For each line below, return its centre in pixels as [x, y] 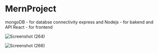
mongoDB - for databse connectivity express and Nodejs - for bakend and [79, 22]
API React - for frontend [29, 27]
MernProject [31, 9]
